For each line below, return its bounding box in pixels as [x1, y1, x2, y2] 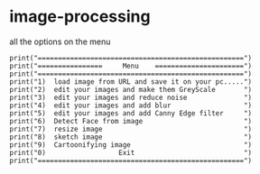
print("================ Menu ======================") [9, 61, 253, 70]
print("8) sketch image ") [9, 133, 253, 142]
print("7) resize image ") [9, 124, 253, 133]
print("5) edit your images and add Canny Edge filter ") [9, 108, 253, 118]
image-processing [9, 6, 151, 27]
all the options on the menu [9, 36, 111, 47]
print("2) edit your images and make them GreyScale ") [9, 85, 253, 94]
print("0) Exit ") [9, 148, 253, 157]
